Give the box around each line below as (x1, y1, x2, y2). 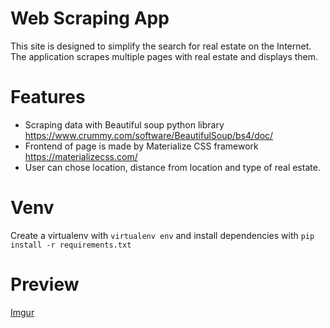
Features (10, 86, 86, 109)
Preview (10, 273, 80, 296)
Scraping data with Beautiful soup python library (24, 118, 225, 131)
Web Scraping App (10, 7, 170, 30)
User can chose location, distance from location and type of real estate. (24, 161, 321, 173)
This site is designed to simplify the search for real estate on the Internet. (10, 40, 312, 52)
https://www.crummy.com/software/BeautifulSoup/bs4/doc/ (24, 129, 274, 141)
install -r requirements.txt (10, 240, 132, 250)
